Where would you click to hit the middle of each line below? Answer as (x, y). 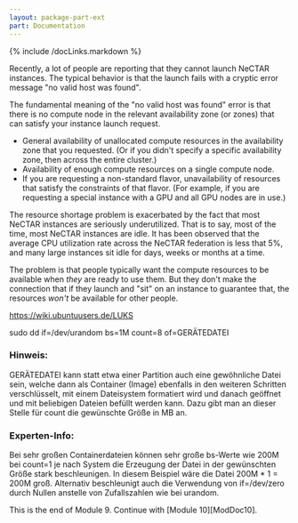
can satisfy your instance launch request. (85, 123)
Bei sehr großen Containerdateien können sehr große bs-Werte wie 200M (144, 455)
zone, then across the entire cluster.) (89, 159)
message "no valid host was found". (75, 87)
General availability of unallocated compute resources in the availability (153, 141)
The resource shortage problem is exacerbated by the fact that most (135, 214)
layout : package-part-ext (57, 17)
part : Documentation (48, 26)
